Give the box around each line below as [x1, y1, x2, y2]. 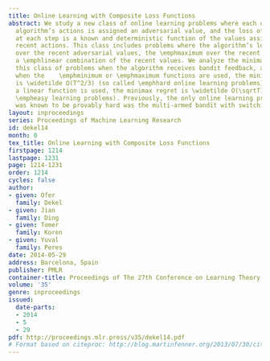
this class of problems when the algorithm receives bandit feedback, [15, 64, 257, 72]
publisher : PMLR [8, 266, 63, 274]
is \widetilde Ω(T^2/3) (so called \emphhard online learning [15, 79, 228, 87]
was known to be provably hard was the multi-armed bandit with [15, 101, 235, 109]
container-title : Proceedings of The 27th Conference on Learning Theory [8, 273, 261, 281]
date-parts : [15, 303, 56, 311]
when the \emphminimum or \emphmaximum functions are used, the [15, 72, 247, 80]
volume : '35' [8, 281, 52, 289]
